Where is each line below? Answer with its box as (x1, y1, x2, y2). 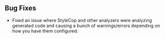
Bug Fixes (5, 4, 36, 12)
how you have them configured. (12, 27, 79, 34)
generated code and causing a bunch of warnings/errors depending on (12, 22, 160, 28)
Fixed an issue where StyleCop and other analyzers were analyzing (12, 17, 152, 23)
